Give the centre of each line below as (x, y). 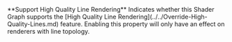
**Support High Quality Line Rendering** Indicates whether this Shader (111, 9)
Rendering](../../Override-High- (162, 17)
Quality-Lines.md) (33, 24)
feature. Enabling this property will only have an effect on (143, 24)
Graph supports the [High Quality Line (62, 17)
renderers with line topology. (49, 31)
